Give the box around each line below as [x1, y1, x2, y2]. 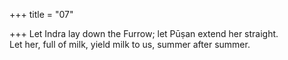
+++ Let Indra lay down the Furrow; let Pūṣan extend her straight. [9, 28, 279, 39]
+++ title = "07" [9, 9, 74, 20]
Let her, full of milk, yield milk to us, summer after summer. [9, 39, 251, 50]
